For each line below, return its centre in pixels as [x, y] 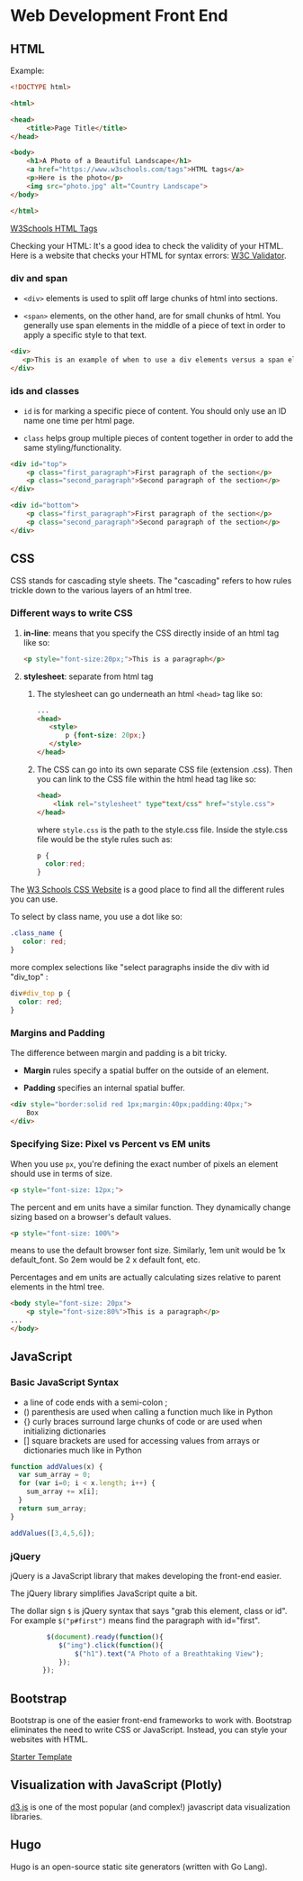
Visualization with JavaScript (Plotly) [116, 1785]
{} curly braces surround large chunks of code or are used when [143, 1421]
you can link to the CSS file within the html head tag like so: [147, 779]
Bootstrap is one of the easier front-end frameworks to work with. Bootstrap [151, 1720]
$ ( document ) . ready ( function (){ [105, 1637]
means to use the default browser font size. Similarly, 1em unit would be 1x [148, 1251]
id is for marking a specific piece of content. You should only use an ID [155, 410]
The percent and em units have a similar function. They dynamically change [151, 1207]
